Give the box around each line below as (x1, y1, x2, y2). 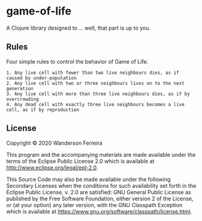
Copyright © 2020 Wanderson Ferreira (6, 139, 103, 147)
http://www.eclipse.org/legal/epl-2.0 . (6, 163, 98, 171)
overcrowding (6, 96, 39, 102)
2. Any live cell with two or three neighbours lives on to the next (6, 80, 185, 86)
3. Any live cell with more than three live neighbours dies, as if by (6, 91, 190, 97)
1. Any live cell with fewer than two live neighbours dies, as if (6, 70, 180, 76)
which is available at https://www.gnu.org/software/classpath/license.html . (6, 208, 192, 215)
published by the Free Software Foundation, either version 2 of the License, (6, 195, 194, 202)
